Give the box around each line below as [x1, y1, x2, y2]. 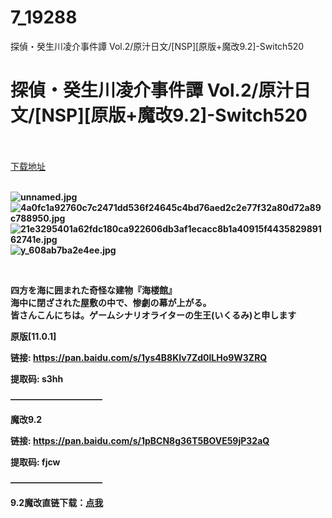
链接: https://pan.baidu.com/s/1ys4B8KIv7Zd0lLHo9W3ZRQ [10, 351, 268, 363]
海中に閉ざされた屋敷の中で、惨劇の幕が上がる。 [10, 296, 212, 308]
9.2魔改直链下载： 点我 [10, 496, 104, 508]
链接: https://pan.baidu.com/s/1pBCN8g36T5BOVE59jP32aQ [10, 434, 270, 446]
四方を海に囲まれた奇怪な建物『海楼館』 [10, 284, 177, 296]
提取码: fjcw [10, 456, 61, 468]
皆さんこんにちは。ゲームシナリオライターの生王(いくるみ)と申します [10, 309, 297, 321]
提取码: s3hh [10, 372, 64, 385]
